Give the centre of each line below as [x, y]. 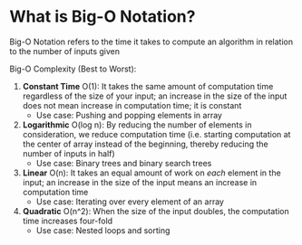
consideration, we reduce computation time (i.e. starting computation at [156, 134]
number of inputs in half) [68, 153]
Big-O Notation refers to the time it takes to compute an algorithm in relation [151, 42]
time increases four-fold [68, 221]
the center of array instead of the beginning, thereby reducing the [146, 144]
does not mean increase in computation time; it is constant [132, 105]
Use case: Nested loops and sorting [103, 230]
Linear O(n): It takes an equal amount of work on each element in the [151, 173]
